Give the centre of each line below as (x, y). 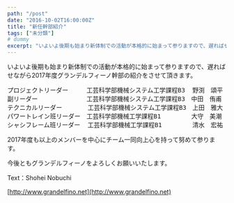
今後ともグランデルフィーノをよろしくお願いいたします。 (89, 163)
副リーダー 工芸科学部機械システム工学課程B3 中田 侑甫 (115, 99)
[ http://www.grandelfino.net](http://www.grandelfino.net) (89, 192)
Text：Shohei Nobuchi (39, 178)
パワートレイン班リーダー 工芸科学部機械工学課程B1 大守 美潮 (115, 116)
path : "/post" (28, 14)
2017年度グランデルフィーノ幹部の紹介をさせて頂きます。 (114, 75)
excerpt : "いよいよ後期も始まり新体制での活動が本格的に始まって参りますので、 (108, 46)
